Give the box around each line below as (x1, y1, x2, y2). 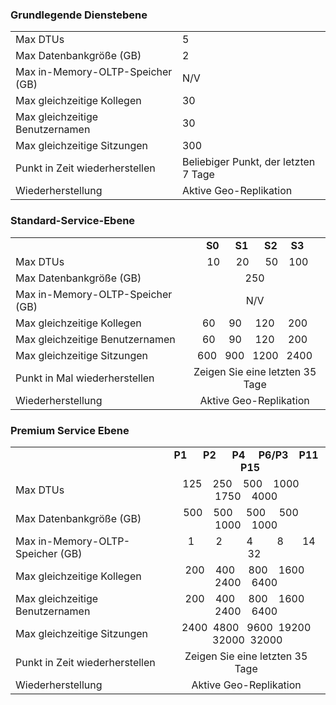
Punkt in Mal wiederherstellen (15, 371, 155, 385)
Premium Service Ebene (10, 423, 130, 437)
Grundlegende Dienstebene (10, 8, 148, 22)
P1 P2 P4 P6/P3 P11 (173, 448, 319, 462)
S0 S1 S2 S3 (205, 238, 305, 252)
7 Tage (181, 168, 215, 182)
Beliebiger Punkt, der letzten (181, 155, 316, 169)
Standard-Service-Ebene (10, 214, 136, 228)
